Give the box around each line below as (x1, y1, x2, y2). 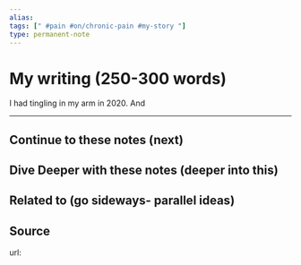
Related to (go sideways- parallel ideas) (9, 193, 236, 209)
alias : (9, 13, 34, 22)
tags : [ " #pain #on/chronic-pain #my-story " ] (9, 21, 186, 30)
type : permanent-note (9, 30, 90, 38)
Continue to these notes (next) (9, 132, 184, 148)
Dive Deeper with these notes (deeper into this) (9, 163, 279, 178)
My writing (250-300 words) (9, 68, 227, 89)
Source (9, 223, 51, 238)
